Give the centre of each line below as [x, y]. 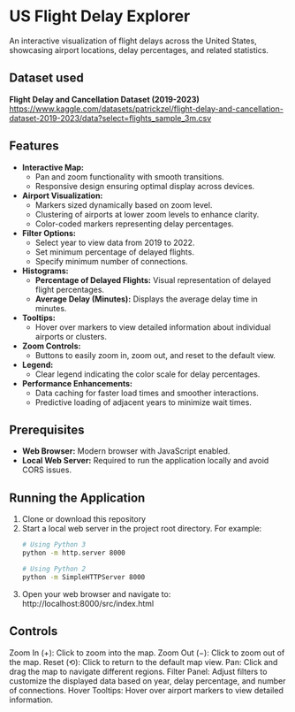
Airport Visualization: [62, 195]
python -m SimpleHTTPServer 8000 [83, 577]
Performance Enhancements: [77, 383]
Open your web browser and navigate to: [96, 593]
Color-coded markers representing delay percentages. [134, 224]
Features [34, 146]
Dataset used [46, 78]
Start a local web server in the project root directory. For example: [142, 529]
